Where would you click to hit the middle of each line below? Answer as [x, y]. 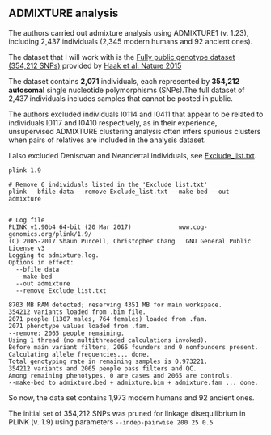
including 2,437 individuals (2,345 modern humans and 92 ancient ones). [131, 41]
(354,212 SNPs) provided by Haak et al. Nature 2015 [95, 65]
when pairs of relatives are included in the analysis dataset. [107, 140]
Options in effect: [41, 262]
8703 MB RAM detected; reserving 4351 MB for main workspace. [115, 305]
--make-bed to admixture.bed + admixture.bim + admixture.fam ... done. [133, 382]
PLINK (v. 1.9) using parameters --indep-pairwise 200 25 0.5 [111, 422]
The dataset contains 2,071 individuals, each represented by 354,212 [124, 81]
